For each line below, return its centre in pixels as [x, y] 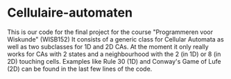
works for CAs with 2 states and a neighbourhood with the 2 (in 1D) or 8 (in [114, 54]
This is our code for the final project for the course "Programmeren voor [110, 32]
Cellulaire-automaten [70, 13]
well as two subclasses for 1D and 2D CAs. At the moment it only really [108, 46]
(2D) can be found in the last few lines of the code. [80, 69]
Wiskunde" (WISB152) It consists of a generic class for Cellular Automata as [115, 39]
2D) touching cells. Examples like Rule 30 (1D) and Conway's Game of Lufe [114, 61]
